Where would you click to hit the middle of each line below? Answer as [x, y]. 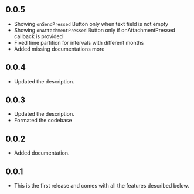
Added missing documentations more [59, 49]
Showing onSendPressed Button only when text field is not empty [91, 24]
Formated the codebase [43, 121]
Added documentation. [42, 153]
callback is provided [38, 36]
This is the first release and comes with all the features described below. [101, 186]
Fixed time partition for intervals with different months [79, 42]
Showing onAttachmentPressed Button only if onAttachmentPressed [94, 30]
